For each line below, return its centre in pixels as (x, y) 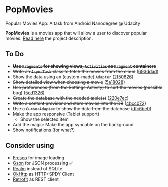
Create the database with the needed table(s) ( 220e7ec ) (70, 98)
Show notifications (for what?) (44, 130)
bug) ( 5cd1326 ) (28, 92)
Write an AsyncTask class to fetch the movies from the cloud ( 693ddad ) (86, 71)
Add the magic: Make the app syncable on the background (73, 124)
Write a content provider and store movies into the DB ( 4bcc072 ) (79, 103)
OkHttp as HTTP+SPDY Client (43, 174)
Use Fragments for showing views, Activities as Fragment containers (84, 66)
